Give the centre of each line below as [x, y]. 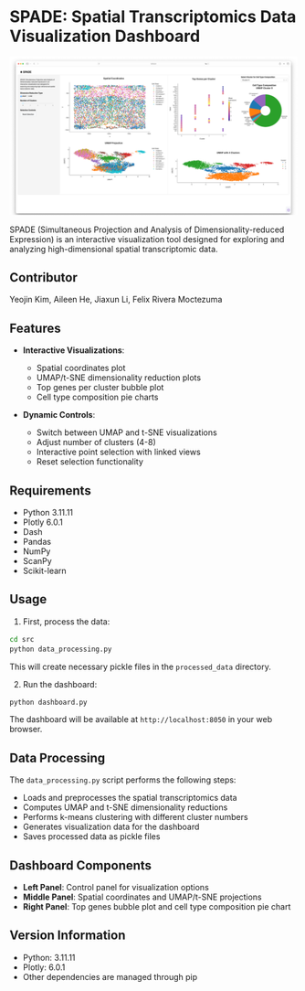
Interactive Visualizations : [74, 350]
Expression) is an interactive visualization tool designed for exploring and [147, 239]
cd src [22, 639]
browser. [26, 730]
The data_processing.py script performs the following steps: [123, 780]
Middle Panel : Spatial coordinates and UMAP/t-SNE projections [142, 897]
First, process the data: [66, 621]
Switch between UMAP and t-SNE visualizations [126, 432]
